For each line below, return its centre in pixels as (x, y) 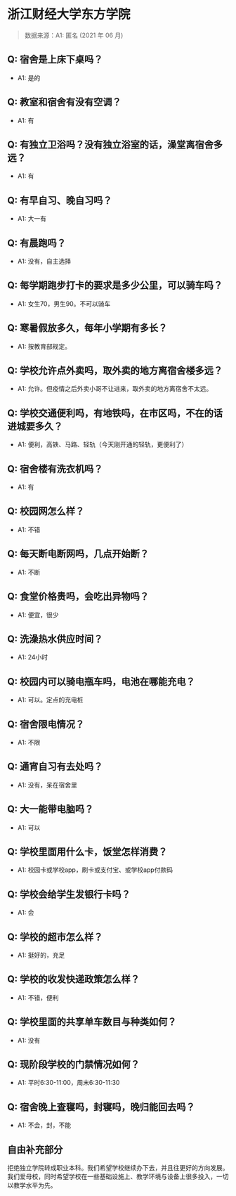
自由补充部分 (35, 1149)
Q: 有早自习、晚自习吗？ (60, 200)
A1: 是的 (29, 77)
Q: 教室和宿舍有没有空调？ (64, 102)
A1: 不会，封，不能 (44, 1125)
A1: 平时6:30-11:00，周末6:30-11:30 (68, 1083)
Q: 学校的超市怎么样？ (55, 937)
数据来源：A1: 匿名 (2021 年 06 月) (74, 35)
